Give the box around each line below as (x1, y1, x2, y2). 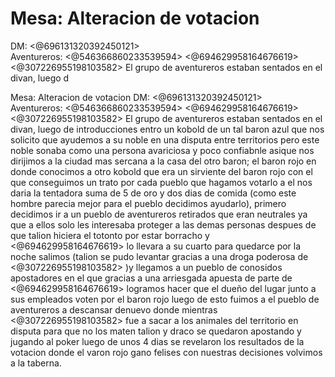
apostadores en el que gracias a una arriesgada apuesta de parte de (10, 272, 293, 284)
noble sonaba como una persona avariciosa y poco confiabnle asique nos (10, 144, 315, 156)
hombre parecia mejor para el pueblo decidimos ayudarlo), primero (10, 197, 287, 209)
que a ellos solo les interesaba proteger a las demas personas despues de (10, 218, 317, 231)
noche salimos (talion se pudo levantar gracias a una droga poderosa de (10, 250, 309, 262)
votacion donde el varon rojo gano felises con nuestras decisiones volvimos (10, 346, 323, 358)
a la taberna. (10, 357, 62, 369)
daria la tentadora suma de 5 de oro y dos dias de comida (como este (10, 187, 297, 199)
